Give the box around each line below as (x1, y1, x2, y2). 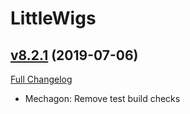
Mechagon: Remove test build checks (24, 93, 181, 104)
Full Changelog (10, 73, 73, 85)
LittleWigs (10, 7, 97, 30)
